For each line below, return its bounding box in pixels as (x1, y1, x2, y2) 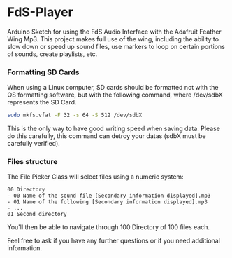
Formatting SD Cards (7, 67, 80, 77)
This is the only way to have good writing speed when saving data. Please (7, 124, 220, 133)
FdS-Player (7, 4, 73, 20)
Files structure (7, 157, 58, 167)
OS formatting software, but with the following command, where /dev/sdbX (7, 90, 224, 99)
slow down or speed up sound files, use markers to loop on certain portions (7, 42, 226, 50)
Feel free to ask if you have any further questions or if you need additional (7, 236, 220, 245)
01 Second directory (7, 211, 68, 218)
